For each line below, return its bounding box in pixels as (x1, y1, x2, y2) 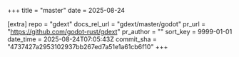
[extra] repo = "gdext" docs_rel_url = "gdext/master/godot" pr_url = (7, 20, 205, 28)
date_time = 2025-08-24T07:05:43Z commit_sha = (7, 35, 157, 43)
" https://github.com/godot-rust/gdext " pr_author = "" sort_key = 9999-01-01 (7, 28, 233, 36)
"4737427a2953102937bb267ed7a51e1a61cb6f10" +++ (7, 43, 168, 51)
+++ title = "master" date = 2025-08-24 (7, 6, 125, 14)
